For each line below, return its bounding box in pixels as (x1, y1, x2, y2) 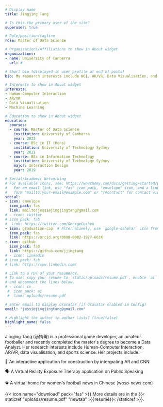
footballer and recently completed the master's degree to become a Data (5, 339, 151, 345)
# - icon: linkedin (5, 253, 45, 258)
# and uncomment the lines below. (5, 280, 75, 285)
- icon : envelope (5, 199, 40, 204)
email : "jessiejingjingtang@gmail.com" (5, 306, 86, 312)
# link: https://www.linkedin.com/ (5, 262, 77, 267)
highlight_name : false (5, 320, 51, 325)
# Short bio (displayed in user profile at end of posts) (5, 69, 125, 74)
